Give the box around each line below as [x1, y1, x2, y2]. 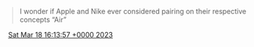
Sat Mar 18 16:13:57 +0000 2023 [7, 31, 114, 39]
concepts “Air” [19, 15, 67, 24]
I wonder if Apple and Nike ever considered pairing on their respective [19, 7, 247, 16]
